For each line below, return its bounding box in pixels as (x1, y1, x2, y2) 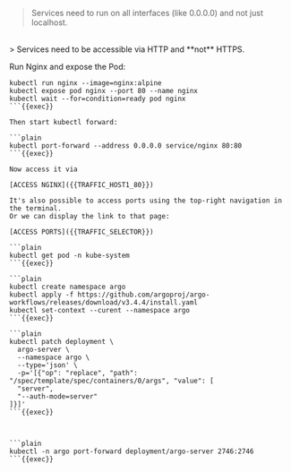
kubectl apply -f (9, 290, 74, 299)
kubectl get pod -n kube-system (9, 251, 130, 260)
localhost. (30, 17, 68, 28)
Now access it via (9, 165, 78, 174)
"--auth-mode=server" (17, 392, 98, 401)
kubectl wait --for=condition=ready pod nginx (9, 94, 186, 103)
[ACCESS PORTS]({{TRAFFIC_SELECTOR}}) (9, 227, 154, 236)
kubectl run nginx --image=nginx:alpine (9, 79, 163, 88)
